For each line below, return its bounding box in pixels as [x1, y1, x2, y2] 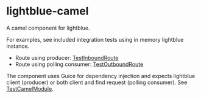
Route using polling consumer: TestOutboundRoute [15, 60, 144, 68]
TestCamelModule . [6, 85, 54, 92]
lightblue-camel [6, 4, 89, 18]
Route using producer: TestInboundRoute [15, 54, 119, 61]
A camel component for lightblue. [6, 24, 90, 31]
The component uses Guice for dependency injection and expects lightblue [6, 72, 196, 79]
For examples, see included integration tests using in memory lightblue [6, 36, 184, 43]
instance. [6, 42, 30, 50]
